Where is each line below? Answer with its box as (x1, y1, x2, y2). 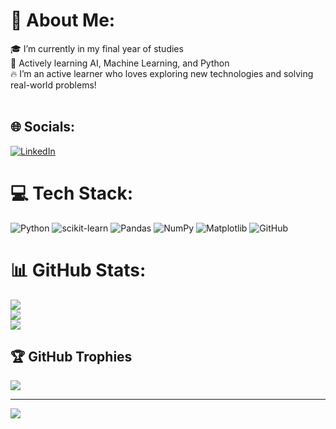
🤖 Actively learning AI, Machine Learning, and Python (10, 57, 230, 69)
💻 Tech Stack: (10, 182, 134, 204)
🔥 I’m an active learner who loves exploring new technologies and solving (10, 67, 314, 79)
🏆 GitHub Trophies (10, 349, 133, 366)
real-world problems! (10, 79, 97, 91)
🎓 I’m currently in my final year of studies (10, 42, 184, 54)
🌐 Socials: (10, 119, 76, 136)
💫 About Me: (10, 9, 116, 32)
